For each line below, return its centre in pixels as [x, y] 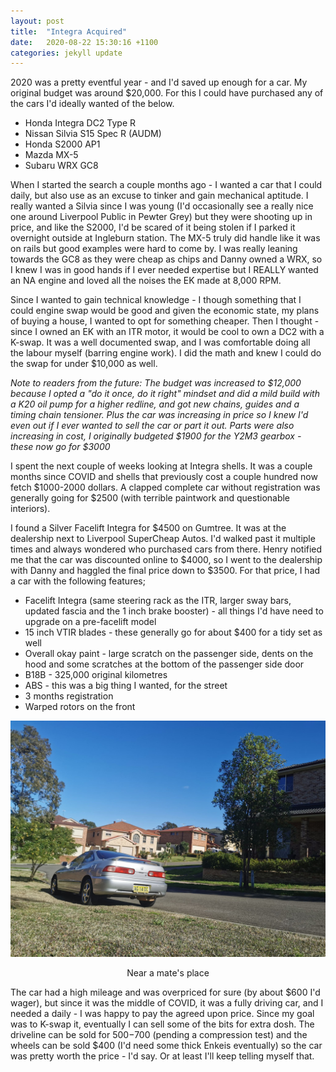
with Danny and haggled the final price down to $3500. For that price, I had [165, 571]
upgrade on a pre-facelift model [90, 622]
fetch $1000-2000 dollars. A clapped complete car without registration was [165, 487]
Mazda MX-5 [51, 155]
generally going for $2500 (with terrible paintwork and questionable [150, 498]
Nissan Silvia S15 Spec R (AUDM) [93, 134]
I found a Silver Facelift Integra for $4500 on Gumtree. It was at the [148, 528]
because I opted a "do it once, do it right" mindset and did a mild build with [165, 394]
